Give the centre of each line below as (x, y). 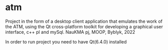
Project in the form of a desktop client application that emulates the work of (84, 21)
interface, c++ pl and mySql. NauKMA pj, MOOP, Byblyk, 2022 (70, 32)
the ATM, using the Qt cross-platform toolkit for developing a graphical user (84, 26)
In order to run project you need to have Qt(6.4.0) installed (66, 41)
